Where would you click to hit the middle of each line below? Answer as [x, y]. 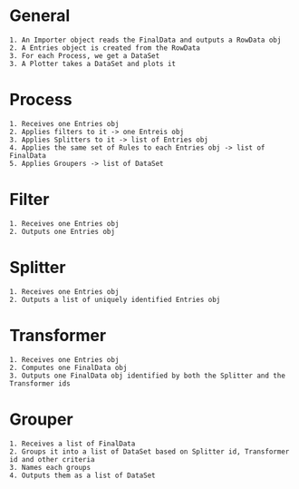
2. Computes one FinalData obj [68, 367]
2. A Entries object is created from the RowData [105, 48]
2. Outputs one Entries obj [63, 231]
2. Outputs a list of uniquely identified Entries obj [115, 299]
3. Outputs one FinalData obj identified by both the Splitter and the [147, 376]
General [40, 16]
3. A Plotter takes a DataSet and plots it [93, 64]
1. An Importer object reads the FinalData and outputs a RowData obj [145, 40]
